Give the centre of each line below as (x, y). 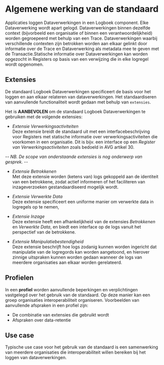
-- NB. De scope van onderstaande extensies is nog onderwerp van (74, 156)
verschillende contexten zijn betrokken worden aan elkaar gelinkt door (76, 43)
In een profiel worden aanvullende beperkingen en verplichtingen (72, 289)
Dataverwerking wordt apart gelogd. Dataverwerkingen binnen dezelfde (78, 27)
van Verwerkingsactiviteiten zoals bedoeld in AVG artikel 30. (73, 147)
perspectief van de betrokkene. (44, 232)
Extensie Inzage (28, 216)
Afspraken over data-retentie (41, 320)
